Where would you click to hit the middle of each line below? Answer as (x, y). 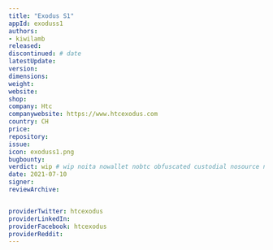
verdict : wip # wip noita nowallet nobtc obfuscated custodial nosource (134, 167)
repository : (28, 136)
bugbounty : (27, 159)
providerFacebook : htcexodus (58, 226)
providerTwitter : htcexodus (56, 211)
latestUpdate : (32, 62)
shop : (17, 99)
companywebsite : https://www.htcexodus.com (83, 114)
